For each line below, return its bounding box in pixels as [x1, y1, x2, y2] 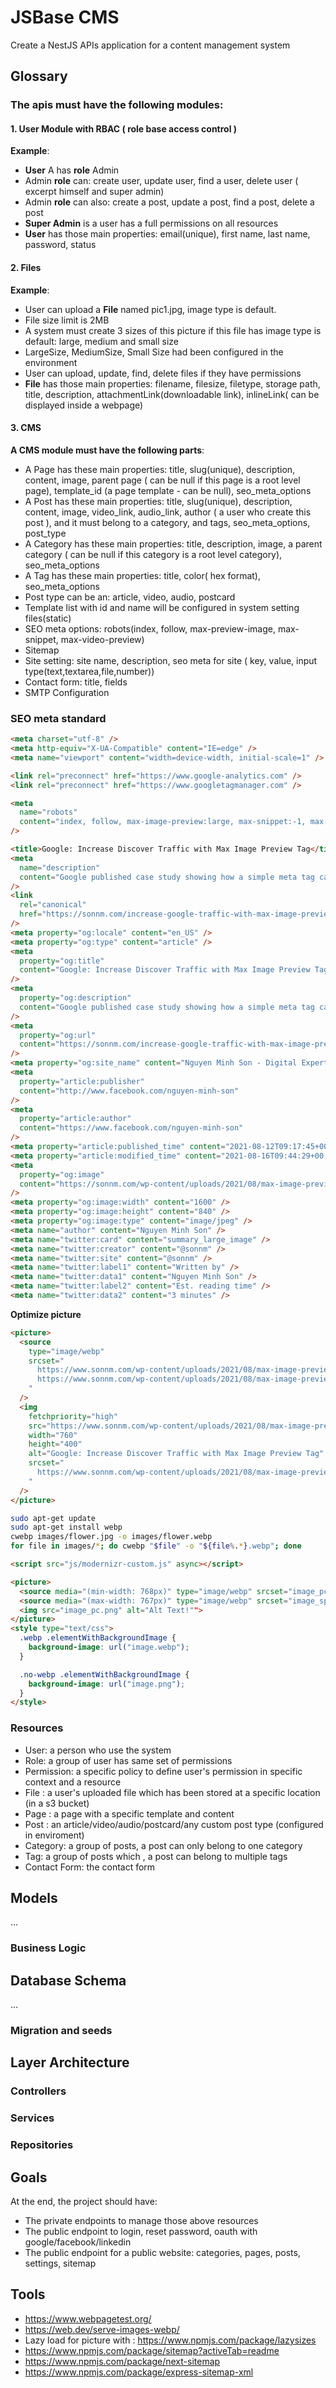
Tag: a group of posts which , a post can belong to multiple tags [24, 1850, 288, 1862]
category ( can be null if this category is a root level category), [24, 548, 283, 560]
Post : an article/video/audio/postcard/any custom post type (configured [24, 1818, 324, 1830]
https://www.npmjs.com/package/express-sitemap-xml [24, 2366, 254, 2378]
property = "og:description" [19, 993, 132, 1003]
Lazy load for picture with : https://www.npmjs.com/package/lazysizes [24, 2334, 317, 2346]
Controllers [10, 2084, 67, 2098]
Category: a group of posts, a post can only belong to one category [24, 1839, 303, 1851]
